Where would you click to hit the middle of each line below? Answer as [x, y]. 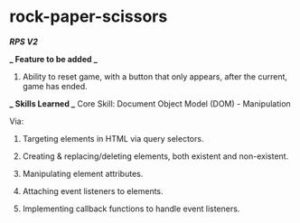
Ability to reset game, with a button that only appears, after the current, [155, 76]
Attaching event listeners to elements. [93, 190]
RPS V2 [24, 42]
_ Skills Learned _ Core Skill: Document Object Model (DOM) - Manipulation [150, 103]
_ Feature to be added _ [53, 59]
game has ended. [55, 86]
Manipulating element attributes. [83, 173]
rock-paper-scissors [89, 17]
